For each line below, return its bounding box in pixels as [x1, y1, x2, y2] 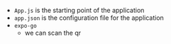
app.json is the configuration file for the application [13, 13, 165, 22]
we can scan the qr [24, 28, 82, 37]
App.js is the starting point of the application [13, 6, 145, 14]
